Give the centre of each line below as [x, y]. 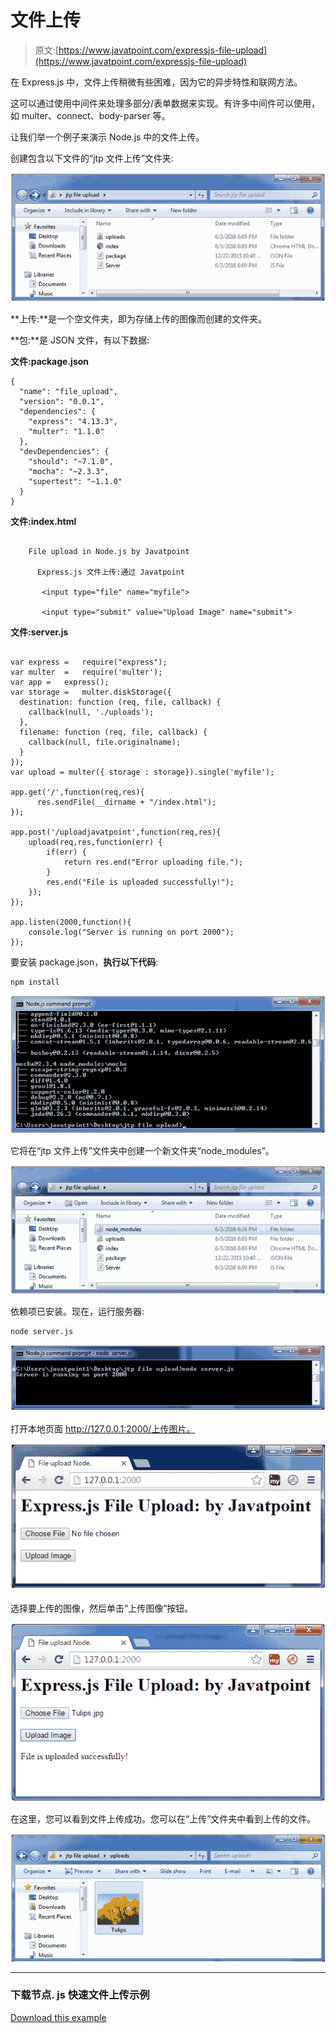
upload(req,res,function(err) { [95, 842]
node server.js [42, 1332]
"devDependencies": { [64, 452]
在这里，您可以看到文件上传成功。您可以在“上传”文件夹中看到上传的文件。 [163, 1819]
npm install [35, 982]
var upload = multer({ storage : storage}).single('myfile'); [142, 772]
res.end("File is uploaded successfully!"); [140, 882]
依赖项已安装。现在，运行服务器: [77, 1312]
